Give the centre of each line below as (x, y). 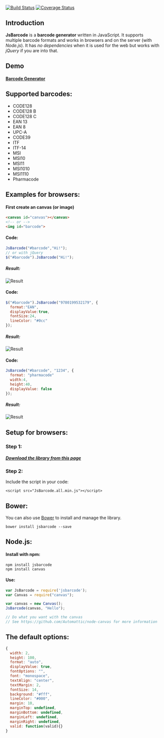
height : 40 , (21, 384)
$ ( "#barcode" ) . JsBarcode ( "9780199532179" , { (52, 303)
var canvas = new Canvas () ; (34, 604)
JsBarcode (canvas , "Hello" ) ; (35, 608)
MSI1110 (21, 174)
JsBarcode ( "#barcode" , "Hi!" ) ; (37, 248)
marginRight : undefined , (35, 722)
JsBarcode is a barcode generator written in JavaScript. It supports (75, 35)
